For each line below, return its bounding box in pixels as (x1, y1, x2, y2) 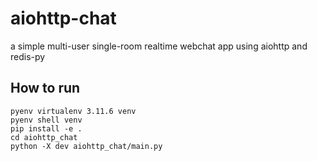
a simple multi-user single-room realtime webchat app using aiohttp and (10, 40, 308, 52)
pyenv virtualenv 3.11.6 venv (10, 106, 137, 116)
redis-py (10, 50, 46, 62)
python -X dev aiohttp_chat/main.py (10, 141, 163, 151)
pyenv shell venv (10, 115, 83, 125)
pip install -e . (10, 123, 83, 134)
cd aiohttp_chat (10, 132, 78, 142)
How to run (10, 80, 81, 97)
